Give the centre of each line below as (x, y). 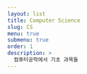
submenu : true (28, 40)
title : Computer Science (44, 20)
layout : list (27, 14)
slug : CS (20, 27)
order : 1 (20, 47)
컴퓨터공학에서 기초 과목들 (46, 60)
